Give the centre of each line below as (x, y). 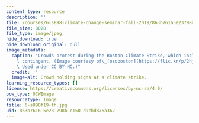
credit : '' (25, 72)
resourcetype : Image (32, 99)
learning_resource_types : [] (42, 83)
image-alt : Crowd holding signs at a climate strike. (79, 77)
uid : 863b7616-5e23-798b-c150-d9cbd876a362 (61, 111)
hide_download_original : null (44, 45)
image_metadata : (26, 50)
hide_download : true (32, 39)
